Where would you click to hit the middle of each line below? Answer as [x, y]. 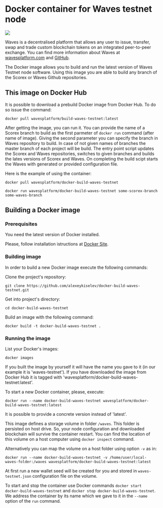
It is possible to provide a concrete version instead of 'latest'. [66, 414]
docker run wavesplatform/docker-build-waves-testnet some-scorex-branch [81, 191]
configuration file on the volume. [65, 476]
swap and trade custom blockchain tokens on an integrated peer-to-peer [78, 47]
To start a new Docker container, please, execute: [55, 392]
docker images [19, 358]
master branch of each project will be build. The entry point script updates [80, 148]
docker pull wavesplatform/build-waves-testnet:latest [62, 119]
